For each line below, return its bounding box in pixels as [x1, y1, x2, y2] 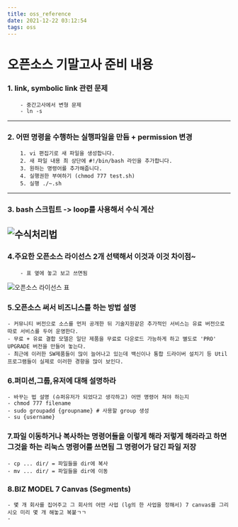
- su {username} [7, 413, 55, 421]
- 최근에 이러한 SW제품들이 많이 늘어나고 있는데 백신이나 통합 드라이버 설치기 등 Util [7, 351, 228, 358]
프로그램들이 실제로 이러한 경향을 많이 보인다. [7, 358, 124, 366]
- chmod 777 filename [7, 400, 72, 407]
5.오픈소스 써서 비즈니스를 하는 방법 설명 [7, 303, 137, 313]
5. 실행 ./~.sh [20, 180, 62, 188]
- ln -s [20, 107, 42, 114]
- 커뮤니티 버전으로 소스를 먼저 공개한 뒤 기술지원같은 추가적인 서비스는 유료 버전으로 [7, 320, 225, 327]
